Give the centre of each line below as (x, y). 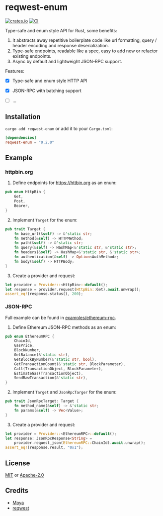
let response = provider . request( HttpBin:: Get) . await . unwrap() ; (73, 289)
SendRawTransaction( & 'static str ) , (51, 378)
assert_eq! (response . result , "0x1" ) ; (44, 448)
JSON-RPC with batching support (47, 91)
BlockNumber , (28, 350)
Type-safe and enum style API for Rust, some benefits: (61, 30)
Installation (23, 117)
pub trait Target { (25, 229)
